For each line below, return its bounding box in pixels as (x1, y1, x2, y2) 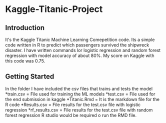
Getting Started (5, 72, 54, 81)
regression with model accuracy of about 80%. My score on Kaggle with (5, 52, 154, 58)
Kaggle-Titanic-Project (5, 3, 103, 15)
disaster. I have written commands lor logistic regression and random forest (5, 47, 161, 53)
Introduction (5, 23, 45, 32)
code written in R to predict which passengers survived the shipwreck (5, 42, 149, 48)
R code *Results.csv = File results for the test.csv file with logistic (5, 101, 141, 107)
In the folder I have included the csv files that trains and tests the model (5, 85, 153, 91)
